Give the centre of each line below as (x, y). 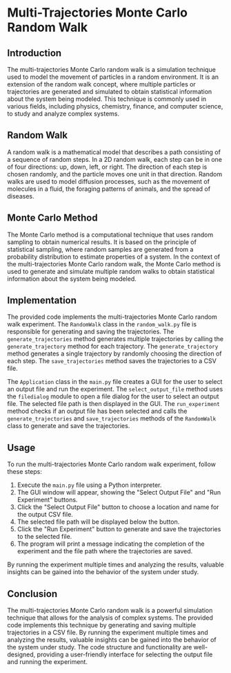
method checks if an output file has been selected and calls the (97, 411)
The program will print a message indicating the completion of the (111, 544)
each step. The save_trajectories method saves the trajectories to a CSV (112, 361)
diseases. (21, 196)
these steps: (25, 472)
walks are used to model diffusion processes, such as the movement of (109, 181)
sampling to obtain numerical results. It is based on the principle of (102, 242)
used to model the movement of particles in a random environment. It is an (113, 77)
